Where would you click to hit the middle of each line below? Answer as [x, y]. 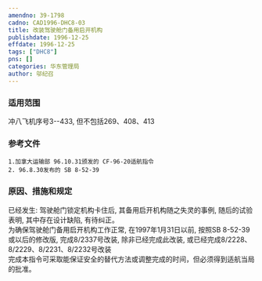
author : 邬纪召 [31, 74]
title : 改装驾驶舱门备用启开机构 [56, 30]
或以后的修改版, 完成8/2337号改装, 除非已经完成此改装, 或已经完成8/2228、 [130, 239]
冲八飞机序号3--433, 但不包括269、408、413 [81, 121]
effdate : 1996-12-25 [42, 45]
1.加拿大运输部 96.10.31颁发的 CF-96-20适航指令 [81, 162]
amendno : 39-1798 [36, 15]
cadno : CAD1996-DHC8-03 [47, 23]
